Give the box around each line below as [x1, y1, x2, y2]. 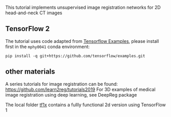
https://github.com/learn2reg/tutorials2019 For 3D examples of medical [5, 86, 156, 92]
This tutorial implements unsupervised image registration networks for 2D [5, 5, 161, 10]
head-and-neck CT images [5, 10, 62, 16]
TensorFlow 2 [5, 25, 50, 33]
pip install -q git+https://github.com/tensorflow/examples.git [5, 53, 145, 58]
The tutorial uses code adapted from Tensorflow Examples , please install [5, 38, 159, 44]
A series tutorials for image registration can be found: [5, 81, 118, 87]
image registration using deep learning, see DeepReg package [5, 91, 137, 98]
